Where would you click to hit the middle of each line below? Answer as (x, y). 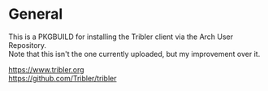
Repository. (28, 45)
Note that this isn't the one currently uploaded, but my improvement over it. (134, 54)
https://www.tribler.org (46, 69)
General (36, 14)
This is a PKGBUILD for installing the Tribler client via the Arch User (121, 37)
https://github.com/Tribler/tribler (63, 78)
